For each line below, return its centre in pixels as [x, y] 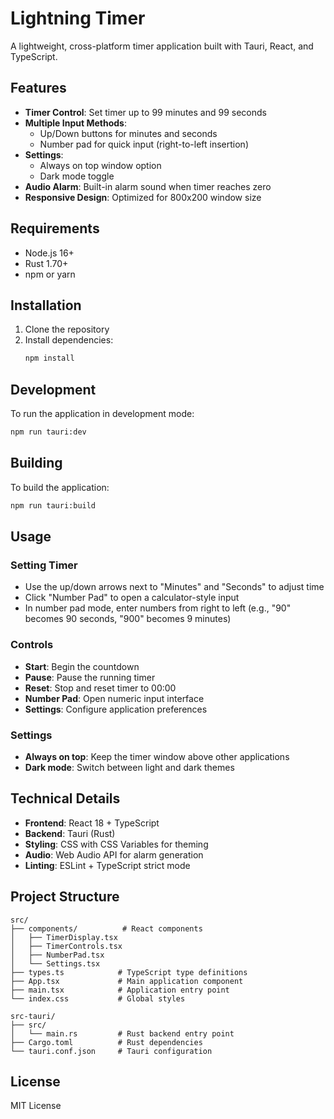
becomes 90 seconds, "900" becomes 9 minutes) [128, 619]
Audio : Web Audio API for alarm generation [114, 854]
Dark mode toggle [77, 176]
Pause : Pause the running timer [90, 677]
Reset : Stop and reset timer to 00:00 [100, 688]
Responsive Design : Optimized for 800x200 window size [143, 197]
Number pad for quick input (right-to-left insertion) [144, 144]
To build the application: [60, 487]
